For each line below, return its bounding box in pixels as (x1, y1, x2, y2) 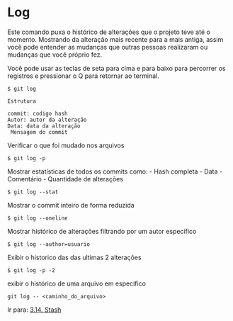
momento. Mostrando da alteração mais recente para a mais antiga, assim (7, 35, 224, 43)
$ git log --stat (7, 188, 59, 196)
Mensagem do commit (10, 128, 69, 135)
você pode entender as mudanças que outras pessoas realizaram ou (7, 43, 208, 51)
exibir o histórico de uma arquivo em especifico (7, 279, 147, 288)
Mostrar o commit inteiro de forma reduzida (7, 201, 135, 209)
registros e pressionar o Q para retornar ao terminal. (7, 72, 159, 80)
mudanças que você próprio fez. (7, 50, 103, 59)
